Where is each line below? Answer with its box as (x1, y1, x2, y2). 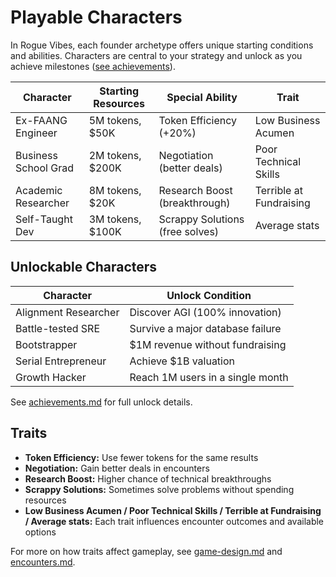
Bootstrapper (15, 337, 78, 351)
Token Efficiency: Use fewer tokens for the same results (24, 451, 259, 463)
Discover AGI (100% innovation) (129, 305, 282, 319)
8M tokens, (88, 183, 142, 197)
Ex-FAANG (15, 113, 68, 127)
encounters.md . (10, 556, 76, 568)
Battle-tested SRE (15, 321, 101, 335)
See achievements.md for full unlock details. (10, 396, 193, 408)
